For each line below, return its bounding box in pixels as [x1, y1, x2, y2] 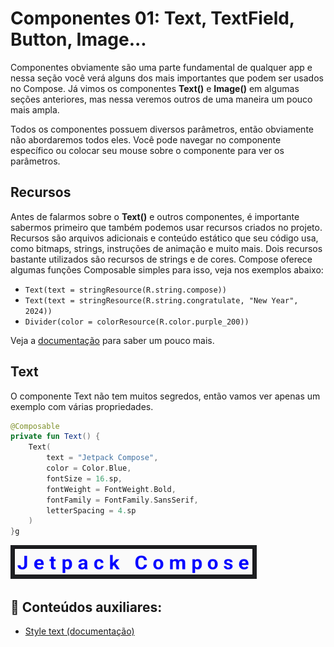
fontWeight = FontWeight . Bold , [46, 484, 177, 494]
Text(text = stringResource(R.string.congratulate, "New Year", [24, 295, 299, 306]
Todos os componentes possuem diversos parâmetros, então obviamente [10, 123, 314, 135]
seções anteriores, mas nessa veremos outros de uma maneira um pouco [10, 93, 313, 105]
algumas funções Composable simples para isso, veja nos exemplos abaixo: [10, 263, 324, 276]
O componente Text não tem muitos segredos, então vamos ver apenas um [10, 390, 321, 402]
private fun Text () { [10, 432, 101, 442]
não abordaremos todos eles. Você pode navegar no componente [10, 133, 282, 146]
